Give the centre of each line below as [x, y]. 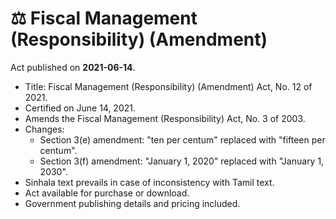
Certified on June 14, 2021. [80, 108]
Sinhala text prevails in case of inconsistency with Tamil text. [149, 182]
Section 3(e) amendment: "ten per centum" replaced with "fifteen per [182, 139]
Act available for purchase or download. [107, 193]
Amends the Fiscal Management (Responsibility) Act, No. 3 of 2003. [165, 118]
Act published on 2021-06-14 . [73, 67]
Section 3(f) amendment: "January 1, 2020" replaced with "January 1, [182, 161]
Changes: [44, 129]
